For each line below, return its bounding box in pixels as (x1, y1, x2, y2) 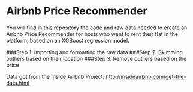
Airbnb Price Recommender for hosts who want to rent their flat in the (6, 30, 179, 37)
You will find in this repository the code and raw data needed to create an (6, 24, 188, 31)
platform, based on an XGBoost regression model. (6, 37, 130, 44)
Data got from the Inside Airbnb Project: (6, 73, 105, 80)
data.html (6, 79, 30, 87)
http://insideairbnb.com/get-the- (105, 73, 186, 80)
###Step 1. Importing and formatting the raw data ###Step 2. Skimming (6, 48, 183, 55)
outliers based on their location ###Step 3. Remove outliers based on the (6, 55, 187, 62)
